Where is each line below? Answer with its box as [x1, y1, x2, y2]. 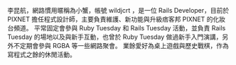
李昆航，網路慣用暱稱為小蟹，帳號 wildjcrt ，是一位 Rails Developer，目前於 [7, 6, 230, 14]
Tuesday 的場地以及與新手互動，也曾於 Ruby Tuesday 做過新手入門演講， [7, 32, 222, 41]
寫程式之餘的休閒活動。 [7, 50, 76, 59]
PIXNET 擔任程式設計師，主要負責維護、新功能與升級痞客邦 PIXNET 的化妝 [7, 15, 226, 23]
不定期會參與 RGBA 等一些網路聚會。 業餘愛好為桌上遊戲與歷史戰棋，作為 [13, 42, 230, 49]
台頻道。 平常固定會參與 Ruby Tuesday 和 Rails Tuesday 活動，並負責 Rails [7, 24, 226, 32]
